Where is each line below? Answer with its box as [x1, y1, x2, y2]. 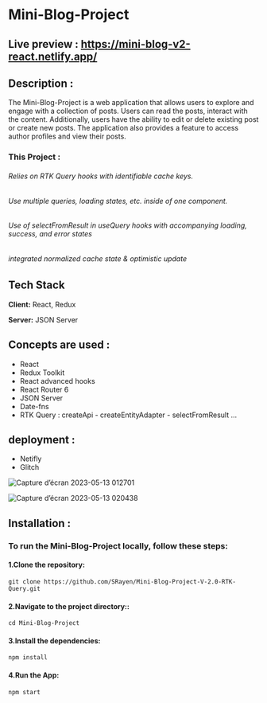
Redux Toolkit [19, 368, 65, 377]
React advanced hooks [19, 376, 95, 385]
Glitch [19, 463, 40, 472]
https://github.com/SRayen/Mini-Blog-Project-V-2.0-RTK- [43, 577, 237, 586]
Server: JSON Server [8, 314, 79, 324]
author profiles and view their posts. [8, 131, 127, 141]
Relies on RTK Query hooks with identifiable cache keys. [8, 171, 193, 181]
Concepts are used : [8, 338, 110, 352]
